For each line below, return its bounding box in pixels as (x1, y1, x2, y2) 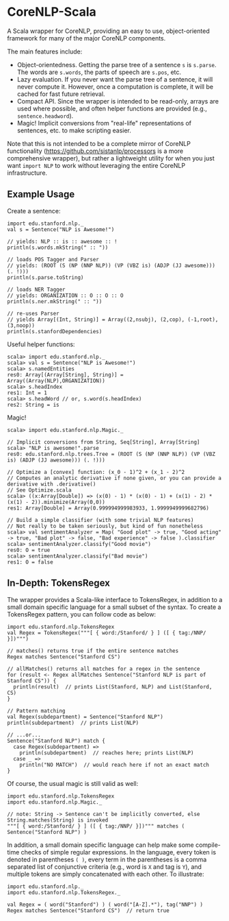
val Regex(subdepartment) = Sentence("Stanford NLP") (7, 713, 164, 720)
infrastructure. (7, 169, 48, 177)
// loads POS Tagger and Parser (7, 256, 99, 263)
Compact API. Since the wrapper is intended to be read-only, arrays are (16, 97, 219, 105)
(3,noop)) (7, 322, 36, 329)
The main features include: (7, 47, 83, 56)
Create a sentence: (7, 206, 61, 215)
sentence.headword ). (16, 111, 74, 120)
